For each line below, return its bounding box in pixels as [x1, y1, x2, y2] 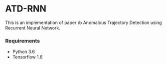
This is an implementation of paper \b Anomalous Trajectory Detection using [5, 19, 162, 25]
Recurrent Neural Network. [5, 24, 61, 30]
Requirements [5, 37, 40, 44]
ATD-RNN [5, 3, 46, 14]
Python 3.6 [12, 48, 35, 55]
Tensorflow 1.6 [12, 54, 43, 60]
